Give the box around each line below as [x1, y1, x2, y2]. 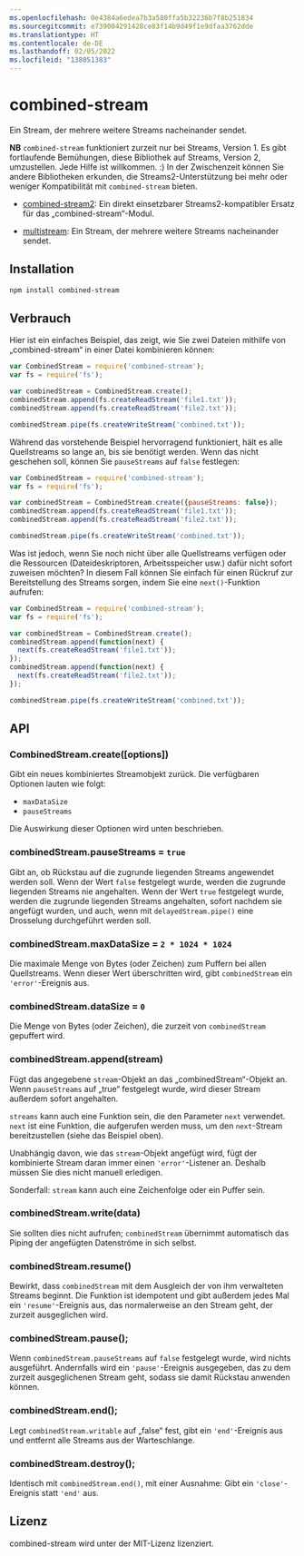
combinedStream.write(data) [9, 1206, 141, 1219]
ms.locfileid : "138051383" [9, 55, 112, 64]
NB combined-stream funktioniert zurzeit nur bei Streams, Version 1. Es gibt [9, 142, 288, 153]
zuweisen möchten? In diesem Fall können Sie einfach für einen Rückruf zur [9, 566, 293, 577]
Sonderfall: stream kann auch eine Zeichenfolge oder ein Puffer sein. [9, 1184, 266, 1195]
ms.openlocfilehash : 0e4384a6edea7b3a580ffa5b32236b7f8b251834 [9, 13, 254, 23]
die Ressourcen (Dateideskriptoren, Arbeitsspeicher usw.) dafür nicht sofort [9, 557, 293, 568]
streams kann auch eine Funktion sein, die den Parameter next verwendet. [9, 1110, 286, 1121]
